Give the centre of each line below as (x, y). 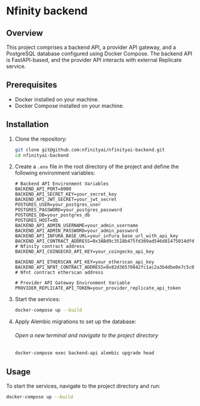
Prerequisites (32, 85)
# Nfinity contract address (50, 247)
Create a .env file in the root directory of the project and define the (97, 167)
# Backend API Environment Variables (62, 184)
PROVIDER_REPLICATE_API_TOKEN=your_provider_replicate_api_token (98, 288)
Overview (25, 33)
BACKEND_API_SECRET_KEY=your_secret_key (66, 194)
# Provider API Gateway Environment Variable (72, 283)
